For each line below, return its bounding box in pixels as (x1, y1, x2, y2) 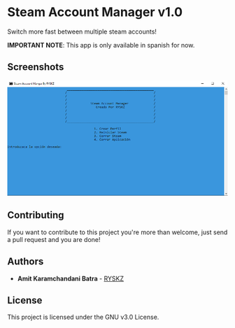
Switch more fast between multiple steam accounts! (7, 27, 157, 36)
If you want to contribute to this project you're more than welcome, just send (7, 228, 228, 236)
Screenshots (7, 61, 64, 73)
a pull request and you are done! (7, 235, 101, 243)
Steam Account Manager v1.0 (7, 4, 183, 20)
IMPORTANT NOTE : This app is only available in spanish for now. (7, 41, 195, 49)
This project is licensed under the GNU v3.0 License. (7, 313, 159, 322)
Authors (7, 256, 44, 268)
